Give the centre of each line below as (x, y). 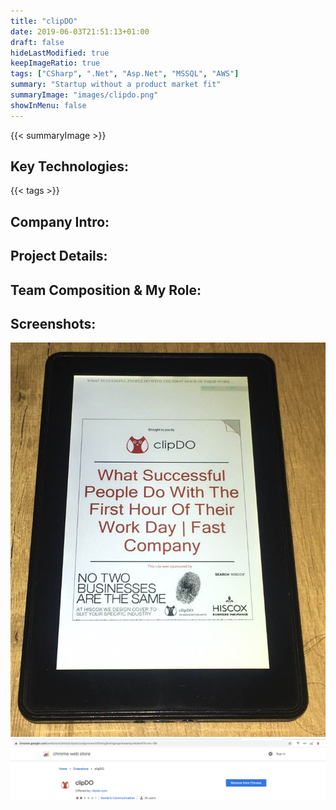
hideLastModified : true (60, 53)
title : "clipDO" (44, 21)
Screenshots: (53, 324)
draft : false (37, 42)
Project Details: (59, 256)
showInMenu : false (48, 105)
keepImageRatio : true (55, 63)
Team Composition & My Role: (106, 290)
